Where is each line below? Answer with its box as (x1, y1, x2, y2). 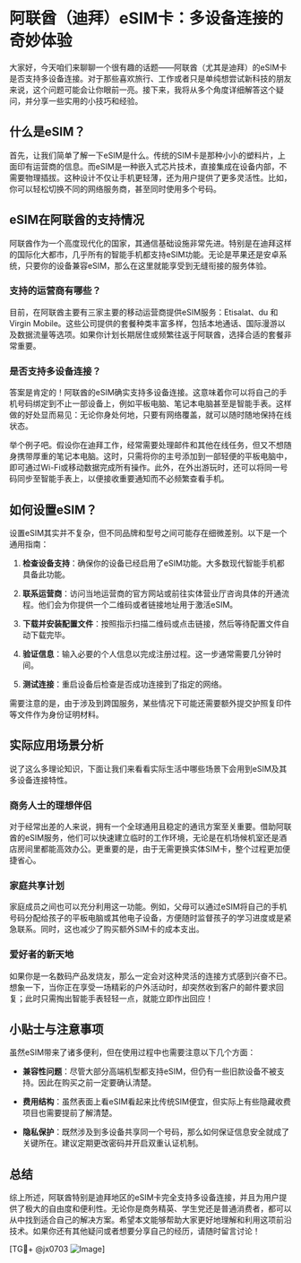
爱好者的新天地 (9, 948, 74, 961)
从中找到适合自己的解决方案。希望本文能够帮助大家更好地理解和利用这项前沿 (9, 1215, 292, 1225)
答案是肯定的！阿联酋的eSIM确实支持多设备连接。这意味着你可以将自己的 (9, 387, 279, 398)
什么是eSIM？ (9, 125, 86, 140)
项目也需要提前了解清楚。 (21, 1108, 117, 1119)
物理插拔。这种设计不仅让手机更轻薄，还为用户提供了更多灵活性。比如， (24, 172, 292, 183)
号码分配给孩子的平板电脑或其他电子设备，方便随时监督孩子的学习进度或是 (9, 913, 284, 923)
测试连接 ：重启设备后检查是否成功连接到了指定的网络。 (21, 679, 227, 689)
